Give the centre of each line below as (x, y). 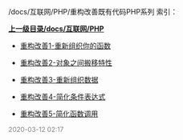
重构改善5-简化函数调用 (59, 114)
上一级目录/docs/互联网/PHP (56, 29)
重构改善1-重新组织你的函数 (65, 46)
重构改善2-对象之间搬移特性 (66, 63)
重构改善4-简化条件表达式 (63, 97)
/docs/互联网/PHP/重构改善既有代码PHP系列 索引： (93, 12)
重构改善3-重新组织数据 (59, 80)
